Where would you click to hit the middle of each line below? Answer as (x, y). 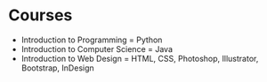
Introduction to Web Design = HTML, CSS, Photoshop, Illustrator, (140, 58)
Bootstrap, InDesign (57, 68)
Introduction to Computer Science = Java (97, 48)
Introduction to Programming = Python (92, 40)
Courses (40, 15)
